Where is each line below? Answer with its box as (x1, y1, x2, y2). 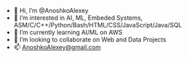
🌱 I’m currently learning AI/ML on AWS (13, 28, 123, 36)
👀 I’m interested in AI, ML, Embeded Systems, (13, 14, 143, 22)
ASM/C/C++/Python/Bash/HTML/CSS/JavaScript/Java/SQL (13, 21, 182, 29)
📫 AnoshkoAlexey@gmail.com (13, 43, 101, 51)
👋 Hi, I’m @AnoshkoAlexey (13, 7, 89, 14)
